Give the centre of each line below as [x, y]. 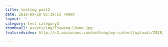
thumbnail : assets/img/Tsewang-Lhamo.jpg [49, 28]
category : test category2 [32, 23]
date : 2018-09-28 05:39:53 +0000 [40, 14]
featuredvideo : [21, 33]
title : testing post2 [28, 10]
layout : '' [16, 19]
